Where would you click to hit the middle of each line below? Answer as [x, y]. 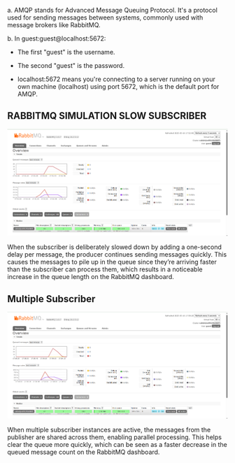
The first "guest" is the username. [66, 52]
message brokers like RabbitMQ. [54, 25]
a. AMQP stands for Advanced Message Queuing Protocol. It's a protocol [113, 10]
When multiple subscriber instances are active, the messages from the [109, 429]
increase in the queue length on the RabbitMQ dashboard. [91, 277]
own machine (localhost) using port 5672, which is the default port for [118, 86]
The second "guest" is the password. [71, 65]
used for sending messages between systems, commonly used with [105, 17]
